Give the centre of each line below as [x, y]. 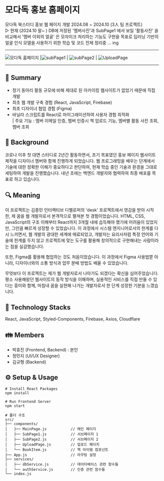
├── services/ [20, 459]
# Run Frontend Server [28, 402]
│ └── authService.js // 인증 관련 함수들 [55, 469]
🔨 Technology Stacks [38, 307]
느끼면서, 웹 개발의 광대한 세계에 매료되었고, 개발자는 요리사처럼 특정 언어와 [82, 234]
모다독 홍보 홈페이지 [43, 10]
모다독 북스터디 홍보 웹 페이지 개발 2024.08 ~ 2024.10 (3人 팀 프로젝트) [74, 24]
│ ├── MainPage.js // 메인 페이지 [51, 429]
